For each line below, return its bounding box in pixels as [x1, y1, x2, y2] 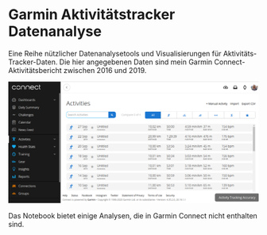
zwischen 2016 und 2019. [63, 65, 147, 75]
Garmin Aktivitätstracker [8, 6, 176, 24]
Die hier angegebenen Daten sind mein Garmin [59, 57, 213, 67]
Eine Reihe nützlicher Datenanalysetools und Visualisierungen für [8, 48, 222, 58]
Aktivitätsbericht [8, 65, 62, 75]
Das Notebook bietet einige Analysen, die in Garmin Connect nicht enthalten [8, 210, 258, 220]
